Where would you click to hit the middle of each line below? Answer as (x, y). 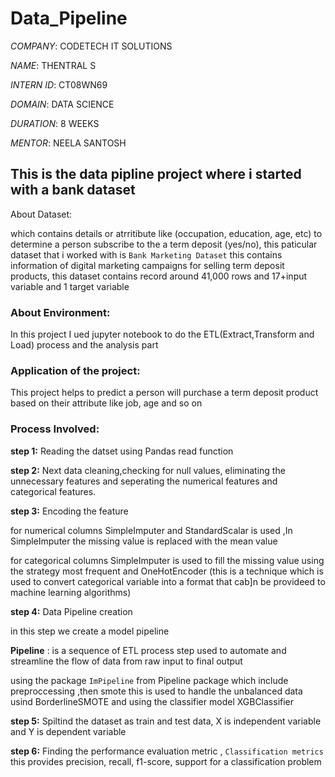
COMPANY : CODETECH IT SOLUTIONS (91, 46)
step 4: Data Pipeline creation (71, 611)
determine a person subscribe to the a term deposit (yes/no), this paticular (164, 244)
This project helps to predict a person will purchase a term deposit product (164, 393)
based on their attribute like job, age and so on (106, 403)
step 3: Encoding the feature (69, 511)
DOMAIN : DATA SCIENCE (62, 104)
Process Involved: (55, 429)
